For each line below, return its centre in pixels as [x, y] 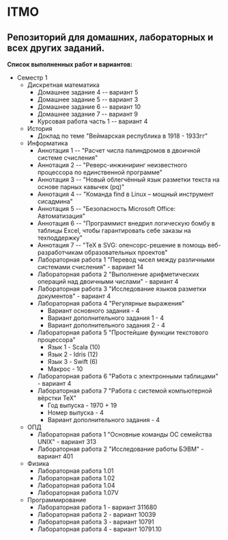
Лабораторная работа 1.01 [75, 471]
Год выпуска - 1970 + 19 [82, 405]
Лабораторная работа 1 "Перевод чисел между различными [126, 260]
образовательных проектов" [126, 252]
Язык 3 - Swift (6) [72, 361]
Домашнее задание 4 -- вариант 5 [88, 92]
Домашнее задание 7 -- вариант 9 [88, 114]
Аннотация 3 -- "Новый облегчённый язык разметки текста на [128, 180]
